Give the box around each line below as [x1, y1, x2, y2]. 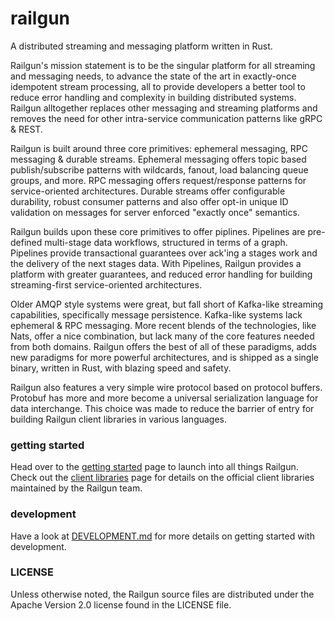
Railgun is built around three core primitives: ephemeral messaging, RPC [10, 142, 308, 154]
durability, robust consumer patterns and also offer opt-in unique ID [10, 195, 289, 207]
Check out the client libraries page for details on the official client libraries [10, 472, 315, 484]
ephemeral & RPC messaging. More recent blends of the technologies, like [10, 319, 317, 331]
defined [10, 236, 43, 248]
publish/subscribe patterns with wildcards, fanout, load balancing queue [10, 163, 309, 176]
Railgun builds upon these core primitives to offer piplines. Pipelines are [10, 225, 306, 237]
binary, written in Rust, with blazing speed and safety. [10, 362, 232, 374]
